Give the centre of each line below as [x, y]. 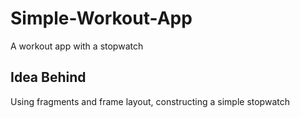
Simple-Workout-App [101, 18]
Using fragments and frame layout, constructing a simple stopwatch [150, 101]
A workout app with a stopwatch [77, 46]
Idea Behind [48, 77]
